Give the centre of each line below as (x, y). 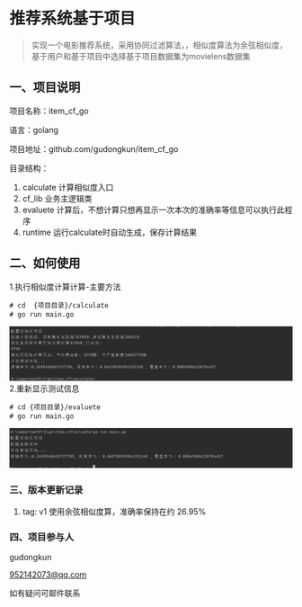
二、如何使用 (45, 263)
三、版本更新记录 (46, 490)
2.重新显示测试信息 (44, 388)
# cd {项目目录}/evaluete (55, 407)
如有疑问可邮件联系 (45, 593)
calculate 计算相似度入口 (68, 187)
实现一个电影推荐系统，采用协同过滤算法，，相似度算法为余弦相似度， (159, 45)
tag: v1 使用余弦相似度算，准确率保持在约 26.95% (114, 511)
